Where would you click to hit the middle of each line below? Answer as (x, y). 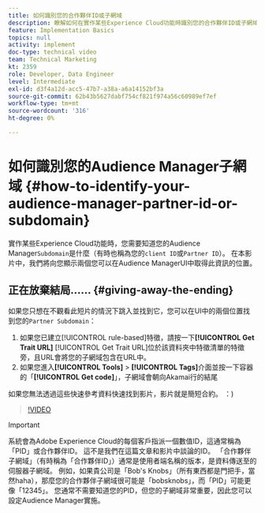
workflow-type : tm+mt (44, 103)
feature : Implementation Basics (61, 30)
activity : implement (42, 45)
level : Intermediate (42, 81)
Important (24, 425)
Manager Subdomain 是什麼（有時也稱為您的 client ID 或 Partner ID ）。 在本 (127, 253)
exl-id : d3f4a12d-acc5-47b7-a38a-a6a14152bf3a (86, 89)
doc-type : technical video (52, 52)
